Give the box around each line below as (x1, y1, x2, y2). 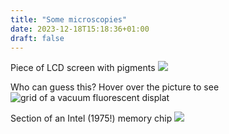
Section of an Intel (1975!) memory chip (10, 112, 173, 125)
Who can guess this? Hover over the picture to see (10, 81, 220, 93)
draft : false (10, 33, 65, 43)
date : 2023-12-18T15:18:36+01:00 (10, 24, 150, 34)
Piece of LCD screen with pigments (10, 62, 156, 74)
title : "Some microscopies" (10, 14, 128, 25)
